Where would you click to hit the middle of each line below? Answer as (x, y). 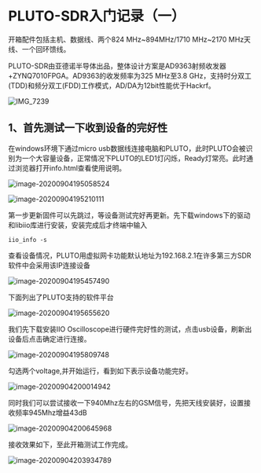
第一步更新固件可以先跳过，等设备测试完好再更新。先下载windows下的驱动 (129, 215)
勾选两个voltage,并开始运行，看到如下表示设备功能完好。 (100, 371)
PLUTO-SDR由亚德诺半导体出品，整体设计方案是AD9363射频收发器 (117, 66)
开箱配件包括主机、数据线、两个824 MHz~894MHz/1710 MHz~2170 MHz (126, 39)
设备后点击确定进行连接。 (50, 339)
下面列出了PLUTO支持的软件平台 (61, 297)
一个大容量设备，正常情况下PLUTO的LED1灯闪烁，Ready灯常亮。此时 (134, 158)
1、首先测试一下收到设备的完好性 (88, 128)
